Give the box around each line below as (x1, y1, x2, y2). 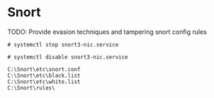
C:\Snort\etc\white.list (7, 78, 81, 85)
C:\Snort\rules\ (7, 84, 55, 92)
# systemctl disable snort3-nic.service (7, 54, 129, 61)
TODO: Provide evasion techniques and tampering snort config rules (7, 27, 208, 36)
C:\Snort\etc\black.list (7, 72, 81, 79)
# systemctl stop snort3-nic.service (7, 41, 119, 48)
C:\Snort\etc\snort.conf (7, 66, 81, 73)
